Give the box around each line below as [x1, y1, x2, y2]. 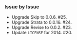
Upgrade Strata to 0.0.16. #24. [11, 19, 72, 25]
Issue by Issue [4, 3, 39, 10]
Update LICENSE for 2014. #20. [11, 30, 73, 36]
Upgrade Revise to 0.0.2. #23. [11, 25, 72, 30]
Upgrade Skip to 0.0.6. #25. [11, 14, 67, 20]
